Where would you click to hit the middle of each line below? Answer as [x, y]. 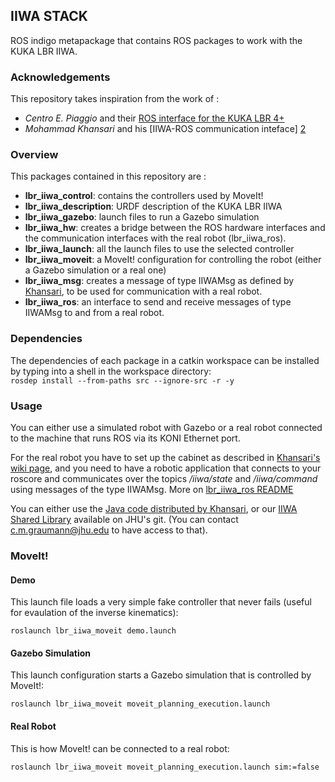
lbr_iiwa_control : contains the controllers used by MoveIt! [144, 196]
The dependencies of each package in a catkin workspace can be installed [165, 360]
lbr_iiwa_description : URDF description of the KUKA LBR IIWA [153, 206]
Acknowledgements [60, 77]
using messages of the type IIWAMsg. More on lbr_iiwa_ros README [152, 489]
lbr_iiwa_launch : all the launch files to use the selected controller [159, 249]
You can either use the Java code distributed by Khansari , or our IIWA [154, 508]
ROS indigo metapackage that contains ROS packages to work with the [156, 40]
